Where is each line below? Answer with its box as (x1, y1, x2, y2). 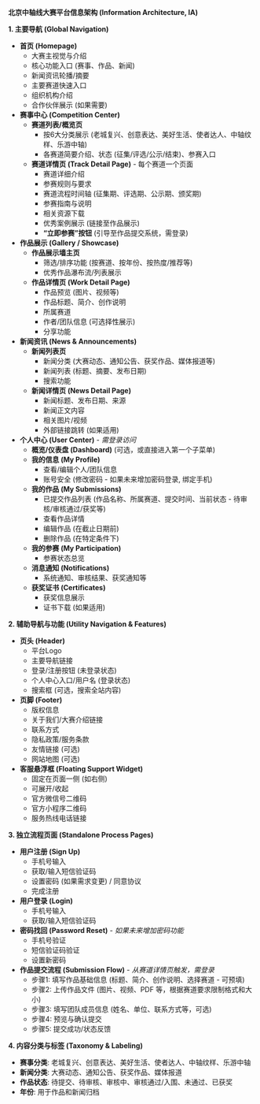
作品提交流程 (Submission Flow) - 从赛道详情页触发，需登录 (19, 965, 214, 974)
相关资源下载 (42, 209, 85, 217)
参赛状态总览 (42, 553, 85, 563)
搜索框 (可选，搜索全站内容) (31, 686, 122, 694)
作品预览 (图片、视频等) (42, 288, 119, 296)
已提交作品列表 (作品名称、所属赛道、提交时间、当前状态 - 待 (42, 494, 241, 504)
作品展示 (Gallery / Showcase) (19, 238, 119, 247)
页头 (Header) (19, 636, 65, 645)
